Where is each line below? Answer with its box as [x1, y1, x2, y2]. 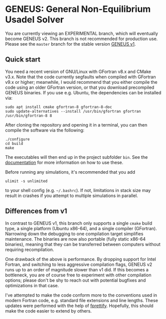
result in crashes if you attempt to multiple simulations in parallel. [5, 192, 138, 198]
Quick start [5, 56, 41, 64]
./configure [5, 136, 30, 142]
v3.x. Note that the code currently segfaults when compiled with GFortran [5, 73, 156, 80]
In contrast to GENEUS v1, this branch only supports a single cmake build [5, 220, 153, 226]
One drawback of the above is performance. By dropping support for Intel [5, 256, 157, 262]
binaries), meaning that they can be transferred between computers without [5, 241, 161, 247]
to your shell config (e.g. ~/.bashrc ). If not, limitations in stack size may [5, 187, 151, 193]
